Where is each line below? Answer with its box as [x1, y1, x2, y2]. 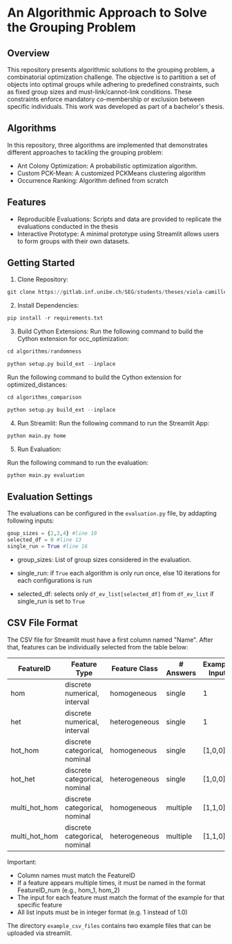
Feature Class [111, 663, 158, 673]
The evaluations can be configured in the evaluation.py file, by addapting [7, 509, 217, 518]
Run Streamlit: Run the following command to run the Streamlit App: [17, 419, 210, 427]
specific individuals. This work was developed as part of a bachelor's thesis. [7, 103, 224, 110]
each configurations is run [17, 576, 92, 584]
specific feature [17, 900, 62, 909]
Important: [7, 857, 37, 866]
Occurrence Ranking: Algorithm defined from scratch [17, 176, 169, 184]
